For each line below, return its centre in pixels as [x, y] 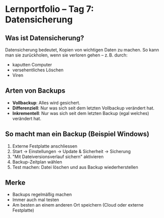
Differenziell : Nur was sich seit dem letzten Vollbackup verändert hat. [83, 108]
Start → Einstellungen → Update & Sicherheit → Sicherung [71, 151]
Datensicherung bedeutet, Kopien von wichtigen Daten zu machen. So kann [82, 50]
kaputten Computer [32, 65]
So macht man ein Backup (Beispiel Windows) [77, 134]
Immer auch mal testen [36, 200]
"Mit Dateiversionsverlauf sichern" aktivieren [58, 157]
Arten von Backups [35, 91]
